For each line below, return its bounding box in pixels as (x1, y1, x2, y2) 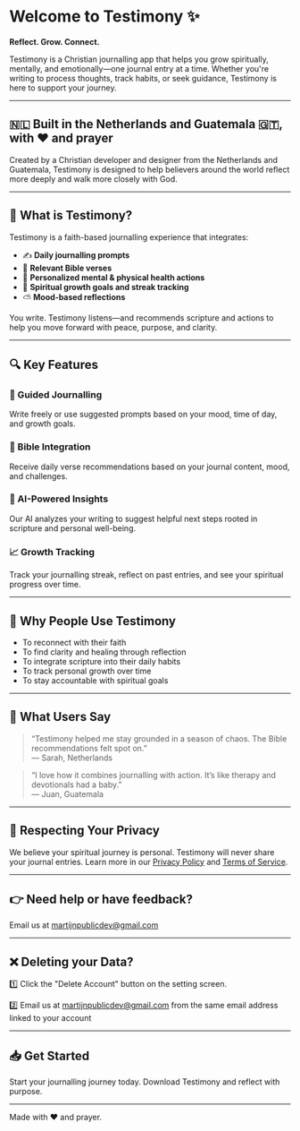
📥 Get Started (9, 1048, 90, 1063)
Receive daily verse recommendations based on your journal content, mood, (9, 461, 290, 472)
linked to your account (9, 1013, 92, 1024)
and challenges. (9, 470, 69, 481)
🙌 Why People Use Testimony (9, 613, 177, 629)
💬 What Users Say (9, 709, 112, 724)
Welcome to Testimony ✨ (9, 6, 201, 27)
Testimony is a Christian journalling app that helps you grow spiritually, (9, 54, 270, 64)
